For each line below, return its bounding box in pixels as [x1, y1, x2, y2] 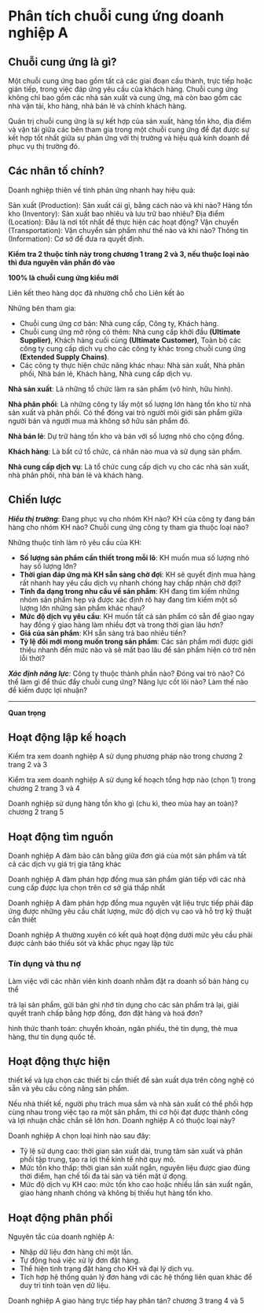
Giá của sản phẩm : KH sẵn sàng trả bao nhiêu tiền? [19, 628, 187, 637]
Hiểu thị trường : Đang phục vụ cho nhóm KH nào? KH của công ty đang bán [8, 514, 255, 523]
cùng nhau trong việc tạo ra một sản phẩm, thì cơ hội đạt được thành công [8, 1107, 249, 1117]
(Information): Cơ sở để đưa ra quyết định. [8, 234, 145, 243]
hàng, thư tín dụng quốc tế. [8, 1032, 97, 1041]
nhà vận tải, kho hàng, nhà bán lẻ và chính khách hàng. [8, 102, 187, 110]
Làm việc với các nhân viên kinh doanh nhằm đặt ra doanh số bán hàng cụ [8, 976, 249, 985]
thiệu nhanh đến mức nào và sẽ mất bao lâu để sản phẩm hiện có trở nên [19, 645, 256, 655]
